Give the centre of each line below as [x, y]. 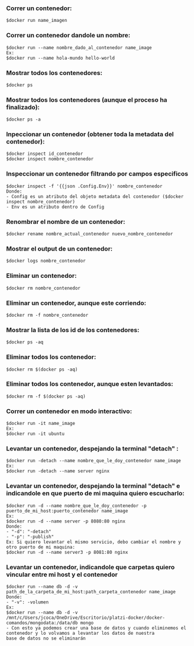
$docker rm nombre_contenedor [43, 288]
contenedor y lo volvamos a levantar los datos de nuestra [80, 634]
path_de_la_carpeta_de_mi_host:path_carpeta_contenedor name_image [91, 592]
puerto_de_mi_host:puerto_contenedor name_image [67, 511]
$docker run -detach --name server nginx [58, 471]
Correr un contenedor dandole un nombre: [68, 35]
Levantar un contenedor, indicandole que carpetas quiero [90, 567]
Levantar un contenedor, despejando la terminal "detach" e [93, 486]
